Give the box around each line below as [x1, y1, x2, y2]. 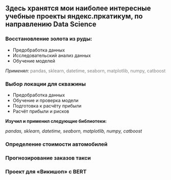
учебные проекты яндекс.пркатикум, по [5, 12, 143, 21]
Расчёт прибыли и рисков [12, 108, 69, 114]
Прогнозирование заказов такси [5, 154, 91, 161]
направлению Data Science [5, 20, 96, 29]
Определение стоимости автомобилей [5, 140, 108, 147]
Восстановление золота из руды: [5, 35, 93, 42]
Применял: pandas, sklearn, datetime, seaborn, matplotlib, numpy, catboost [5, 67, 166, 73]
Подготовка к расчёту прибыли [12, 102, 82, 109]
